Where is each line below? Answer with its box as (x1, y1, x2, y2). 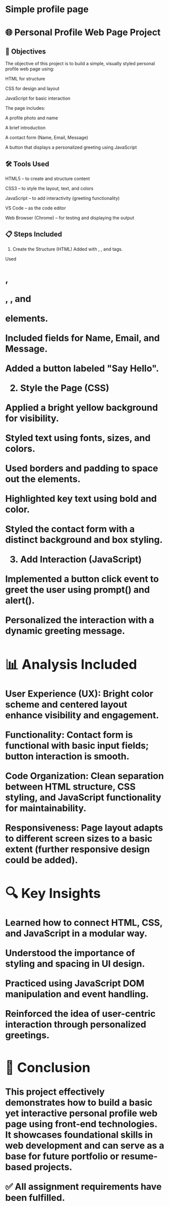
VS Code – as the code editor (5, 205, 67, 211)
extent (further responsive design (5, 843, 150, 855)
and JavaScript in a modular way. (5, 928, 148, 939)
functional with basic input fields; (5, 740, 149, 751)
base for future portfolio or (5, 1150, 120, 1162)
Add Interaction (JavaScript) (20, 554, 142, 565)
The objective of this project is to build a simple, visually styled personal (5, 61, 155, 67)
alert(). (5, 595, 35, 606)
